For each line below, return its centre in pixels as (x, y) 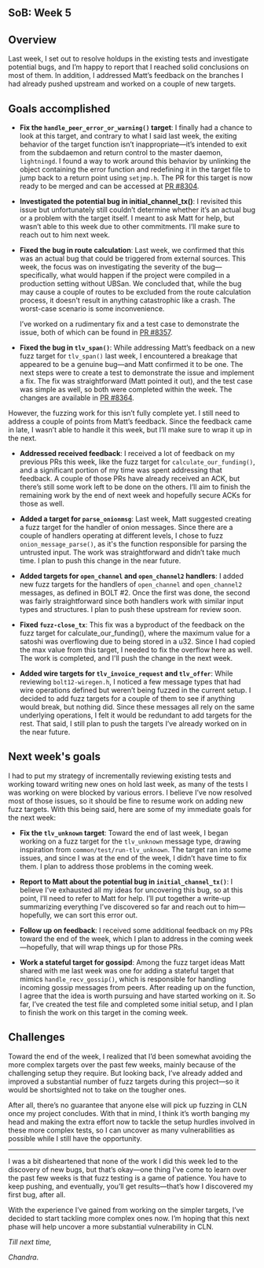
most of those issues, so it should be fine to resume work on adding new (126, 801)
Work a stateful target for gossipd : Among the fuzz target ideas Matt (132, 962)
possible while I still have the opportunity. (75, 1138)
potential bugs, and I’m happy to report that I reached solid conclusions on (128, 67)
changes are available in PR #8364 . (77, 398)
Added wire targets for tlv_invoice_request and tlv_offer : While (126, 673)
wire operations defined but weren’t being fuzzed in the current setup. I (135, 690)
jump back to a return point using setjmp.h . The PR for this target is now (136, 178)
